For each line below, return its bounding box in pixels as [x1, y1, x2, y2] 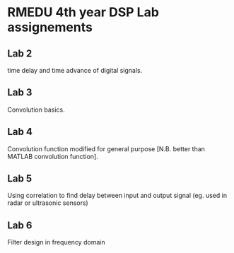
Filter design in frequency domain [7, 238, 105, 247]
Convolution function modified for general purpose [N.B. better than [7, 144, 205, 153]
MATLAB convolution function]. [7, 152, 99, 160]
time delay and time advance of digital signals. [7, 66, 143, 74]
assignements [7, 19, 93, 35]
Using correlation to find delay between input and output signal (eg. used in [7, 192, 228, 200]
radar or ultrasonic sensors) [7, 199, 88, 207]
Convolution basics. [7, 105, 65, 114]
